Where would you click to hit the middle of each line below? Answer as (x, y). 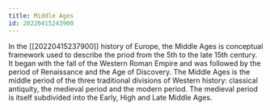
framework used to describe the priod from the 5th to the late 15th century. (133, 55)
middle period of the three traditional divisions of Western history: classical (133, 80)
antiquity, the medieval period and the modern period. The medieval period (133, 88)
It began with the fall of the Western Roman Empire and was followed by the (135, 63)
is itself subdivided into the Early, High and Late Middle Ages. (110, 97)
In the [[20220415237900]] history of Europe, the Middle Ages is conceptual (136, 46)
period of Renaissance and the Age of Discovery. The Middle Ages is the (129, 71)
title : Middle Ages (41, 16)
